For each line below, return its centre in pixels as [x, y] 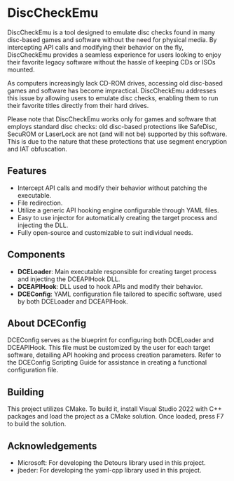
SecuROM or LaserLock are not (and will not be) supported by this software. [117, 134]
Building [26, 392]
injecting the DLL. [43, 225]
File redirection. [40, 203]
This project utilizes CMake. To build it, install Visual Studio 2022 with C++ [115, 409]
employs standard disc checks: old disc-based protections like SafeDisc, [112, 126]
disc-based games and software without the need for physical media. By [112, 39]
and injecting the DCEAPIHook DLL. [69, 279]
